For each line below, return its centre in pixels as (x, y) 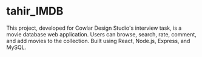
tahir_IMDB (35, 11)
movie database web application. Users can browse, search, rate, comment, (102, 34)
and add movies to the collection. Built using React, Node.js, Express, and (98, 41)
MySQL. (16, 47)
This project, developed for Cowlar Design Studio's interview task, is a (94, 28)
